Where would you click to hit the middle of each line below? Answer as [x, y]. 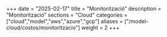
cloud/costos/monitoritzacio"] [43, 27]
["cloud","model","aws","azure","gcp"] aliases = [65, 21]
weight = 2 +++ [101, 27]
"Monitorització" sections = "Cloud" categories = [67, 15]
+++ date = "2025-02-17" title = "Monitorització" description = [84, 9]
